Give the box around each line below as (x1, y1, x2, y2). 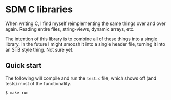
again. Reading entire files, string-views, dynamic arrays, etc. (5, 26, 135, 32)
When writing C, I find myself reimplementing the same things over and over (5, 20, 166, 27)
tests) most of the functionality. (5, 80, 72, 86)
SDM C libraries (5, 4, 73, 15)
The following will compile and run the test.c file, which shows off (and (5, 75, 157, 81)
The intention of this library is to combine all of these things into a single (5, 36, 158, 42)
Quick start (5, 61, 42, 70)
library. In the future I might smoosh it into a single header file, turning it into (5, 41, 165, 47)
